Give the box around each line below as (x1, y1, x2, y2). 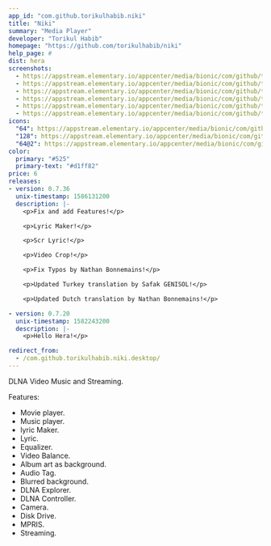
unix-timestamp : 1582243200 (15, 317, 110, 325)
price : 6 (8, 170, 38, 178)
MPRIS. (19, 519, 45, 529)
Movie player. (19, 408, 65, 417)
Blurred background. (19, 476, 89, 486)
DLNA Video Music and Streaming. (8, 376, 123, 386)
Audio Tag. (19, 468, 56, 477)
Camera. (19, 502, 49, 512)
